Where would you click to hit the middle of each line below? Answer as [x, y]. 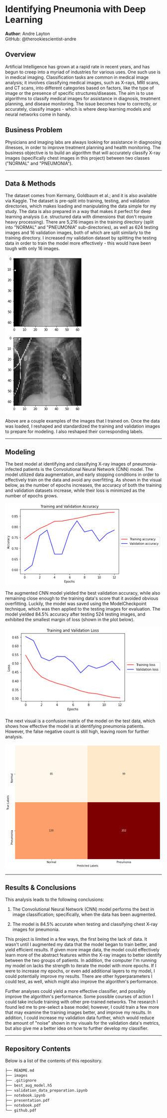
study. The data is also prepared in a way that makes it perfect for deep [78, 212]
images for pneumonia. [36, 929]
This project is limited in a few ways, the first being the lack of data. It [76, 939]
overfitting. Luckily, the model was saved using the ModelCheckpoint [76, 604]
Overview [21, 55]
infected [14, 469]
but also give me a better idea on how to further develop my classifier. [77, 1028]
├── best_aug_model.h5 [29, 1086]
